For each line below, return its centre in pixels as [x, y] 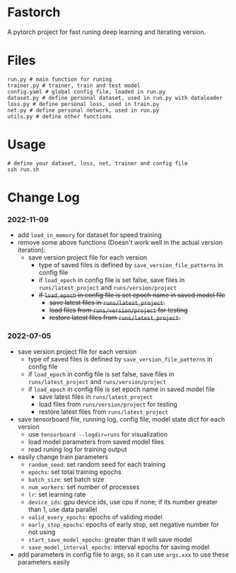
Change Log [43, 197]
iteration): [31, 250]
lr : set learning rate [57, 494]
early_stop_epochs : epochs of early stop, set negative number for [124, 524]
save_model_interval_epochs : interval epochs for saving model [119, 547]
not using [42, 532]
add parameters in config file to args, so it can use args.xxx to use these [123, 554]
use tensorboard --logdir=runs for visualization [98, 434]
